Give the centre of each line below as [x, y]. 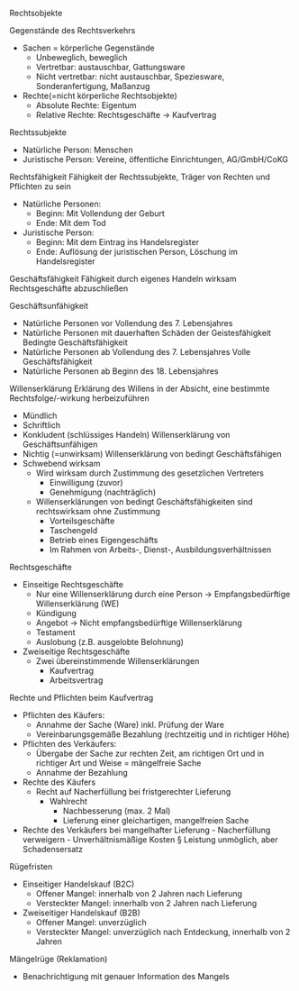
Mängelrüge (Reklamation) [59, 959]
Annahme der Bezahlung [82, 773]
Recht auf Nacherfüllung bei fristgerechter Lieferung [133, 791]
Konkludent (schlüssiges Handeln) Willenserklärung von [126, 435]
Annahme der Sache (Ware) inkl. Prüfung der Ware [130, 725]
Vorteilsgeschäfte [82, 521]
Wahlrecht [68, 801]
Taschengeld [73, 530]
